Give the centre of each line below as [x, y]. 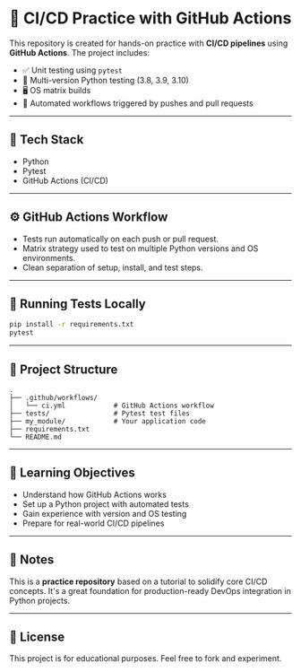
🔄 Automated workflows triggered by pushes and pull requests [138, 103]
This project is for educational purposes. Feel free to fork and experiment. [146, 659]
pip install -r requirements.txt [72, 325]
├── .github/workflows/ [54, 397]
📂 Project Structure [64, 369]
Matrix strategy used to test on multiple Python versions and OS [140, 248]
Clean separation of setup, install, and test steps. [112, 267]
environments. [49, 257]
